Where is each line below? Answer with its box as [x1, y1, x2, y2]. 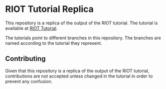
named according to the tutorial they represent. [5, 40, 102, 46]
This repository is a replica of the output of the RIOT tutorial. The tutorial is [5, 20, 158, 26]
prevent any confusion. [5, 78, 53, 84]
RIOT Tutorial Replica [5, 3, 94, 15]
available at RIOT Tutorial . [5, 25, 58, 31]
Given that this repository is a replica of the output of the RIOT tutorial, [5, 68, 150, 74]
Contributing [5, 55, 46, 63]
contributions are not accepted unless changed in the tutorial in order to [5, 73, 153, 79]
